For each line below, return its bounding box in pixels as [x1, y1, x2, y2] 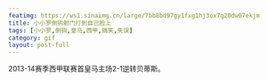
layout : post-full [8, 41, 70, 49]
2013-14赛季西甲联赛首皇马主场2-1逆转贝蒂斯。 [8, 64, 165, 74]
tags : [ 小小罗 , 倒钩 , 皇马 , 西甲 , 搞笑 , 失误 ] [8, 26, 133, 34]
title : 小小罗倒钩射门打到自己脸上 [8, 19, 112, 27]
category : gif [8, 33, 56, 42]
